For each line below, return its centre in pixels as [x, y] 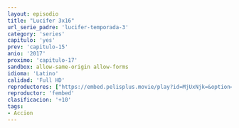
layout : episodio [33, 14]
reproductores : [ [33, 87]
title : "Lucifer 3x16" [41, 21]
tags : [15, 107]
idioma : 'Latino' [33, 73]
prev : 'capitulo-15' [38, 47]
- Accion [20, 113]
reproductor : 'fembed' [41, 93]
